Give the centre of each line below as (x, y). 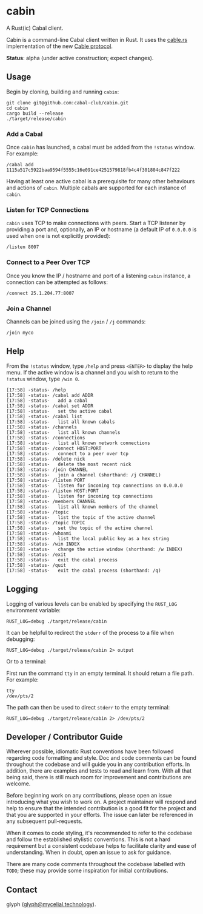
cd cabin (17, 108)
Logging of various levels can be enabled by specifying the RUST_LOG (92, 604)
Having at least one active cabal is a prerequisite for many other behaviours (101, 181)
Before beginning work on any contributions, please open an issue (89, 796)
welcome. (18, 784)
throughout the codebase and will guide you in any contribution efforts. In (98, 764)
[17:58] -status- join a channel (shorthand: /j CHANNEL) (84, 475)
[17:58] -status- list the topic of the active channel (81, 517)
